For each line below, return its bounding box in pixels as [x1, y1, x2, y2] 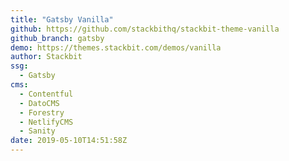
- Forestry [19, 107, 65, 118]
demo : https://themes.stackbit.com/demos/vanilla [10, 42, 222, 53]
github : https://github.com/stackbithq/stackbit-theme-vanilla [10, 24, 280, 34]
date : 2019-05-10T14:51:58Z [10, 136, 128, 146]
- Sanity [19, 126, 56, 136]
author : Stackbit [10, 52, 83, 62]
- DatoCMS [19, 98, 60, 108]
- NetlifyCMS [19, 117, 74, 127]
